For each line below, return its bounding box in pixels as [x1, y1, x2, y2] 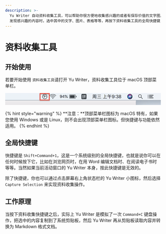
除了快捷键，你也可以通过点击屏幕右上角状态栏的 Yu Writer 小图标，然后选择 [5, 175, 161, 181]
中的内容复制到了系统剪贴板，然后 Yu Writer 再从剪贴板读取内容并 [22, 217, 157, 224]
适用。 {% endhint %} [5, 123, 49, 129]
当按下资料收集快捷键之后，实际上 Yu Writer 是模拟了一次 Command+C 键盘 [5, 211, 153, 217]
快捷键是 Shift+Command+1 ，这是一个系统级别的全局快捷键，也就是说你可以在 [5, 153, 161, 159]
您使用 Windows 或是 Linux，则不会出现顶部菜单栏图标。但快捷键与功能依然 [5, 116, 160, 123]
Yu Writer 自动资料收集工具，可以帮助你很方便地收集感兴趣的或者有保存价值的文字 [9, 13, 157, 18]
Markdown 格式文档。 [14, 224, 60, 230]
